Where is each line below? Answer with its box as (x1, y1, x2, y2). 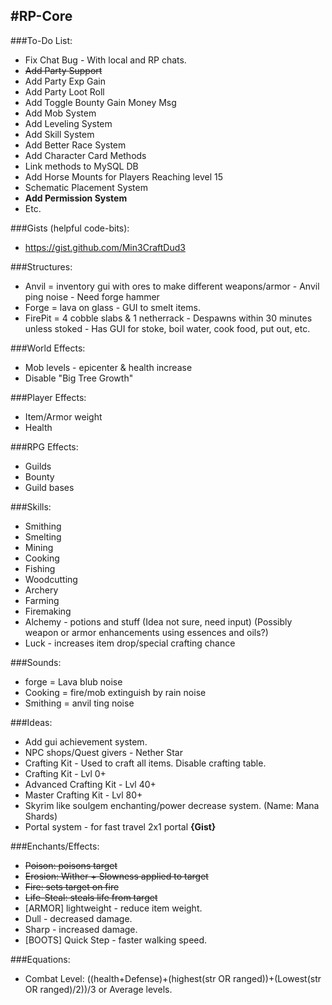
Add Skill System (24, 128, 95, 140)
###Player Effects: (10, 391, 87, 403)
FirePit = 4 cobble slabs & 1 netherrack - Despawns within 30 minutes (24, 312, 313, 324)
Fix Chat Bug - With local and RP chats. (24, 54, 187, 66)
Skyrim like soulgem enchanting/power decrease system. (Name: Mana (24, 799, 320, 811)
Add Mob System (24, 107, 97, 119)
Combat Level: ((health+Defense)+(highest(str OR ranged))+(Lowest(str (24, 972, 322, 984)
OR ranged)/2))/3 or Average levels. (24, 983, 173, 995)
